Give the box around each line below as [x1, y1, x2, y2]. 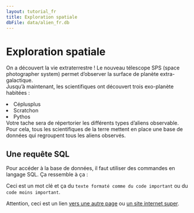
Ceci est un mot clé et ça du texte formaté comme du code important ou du [6, 182, 188, 189]
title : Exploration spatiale [6, 14, 78, 20]
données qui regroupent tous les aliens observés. [6, 132, 126, 139]
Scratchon [14, 107, 39, 114]
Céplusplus [14, 101, 41, 108]
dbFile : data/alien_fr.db [6, 19, 69, 25]
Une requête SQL [6, 149, 70, 159]
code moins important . [6, 189, 61, 196]
